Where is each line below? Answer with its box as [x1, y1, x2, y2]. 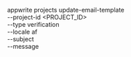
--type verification [7, 21, 60, 28]
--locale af [7, 27, 38, 36]
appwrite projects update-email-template [7, 6, 125, 14]
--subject [7, 35, 35, 43]
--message [7, 43, 40, 50]
